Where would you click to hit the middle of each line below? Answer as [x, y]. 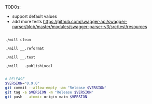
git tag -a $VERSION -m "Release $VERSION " [49, 92]
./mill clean [18, 40]
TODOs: [13, 7]
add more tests [27, 22]
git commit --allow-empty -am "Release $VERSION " [56, 88]
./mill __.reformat [25, 48]
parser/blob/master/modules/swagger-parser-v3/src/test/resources [79, 27]
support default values [34, 16]
